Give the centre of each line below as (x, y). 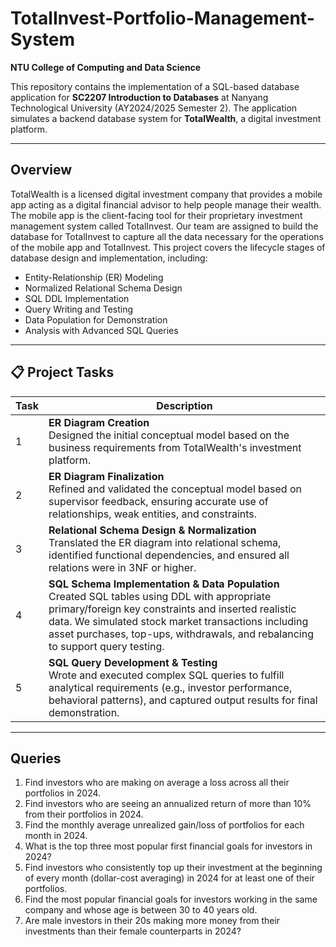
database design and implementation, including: (109, 258)
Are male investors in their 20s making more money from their (152, 921)
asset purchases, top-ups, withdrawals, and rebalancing (181, 634)
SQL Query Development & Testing (133, 662)
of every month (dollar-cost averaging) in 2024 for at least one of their (169, 878)
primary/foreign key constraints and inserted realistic (172, 609)
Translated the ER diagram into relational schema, (165, 542)
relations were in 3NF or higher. (122, 567)
